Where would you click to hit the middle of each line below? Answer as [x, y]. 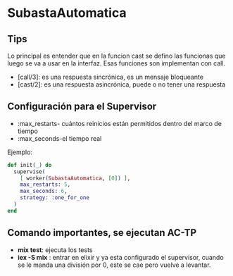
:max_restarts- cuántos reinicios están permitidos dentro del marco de [119, 123]
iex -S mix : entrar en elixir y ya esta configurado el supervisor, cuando [120, 257]
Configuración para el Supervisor [82, 107]
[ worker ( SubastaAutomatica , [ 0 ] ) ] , [75, 178]
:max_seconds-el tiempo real [59, 138]
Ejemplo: [20, 152]
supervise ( [30, 171]
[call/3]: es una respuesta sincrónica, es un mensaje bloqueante [111, 77]
